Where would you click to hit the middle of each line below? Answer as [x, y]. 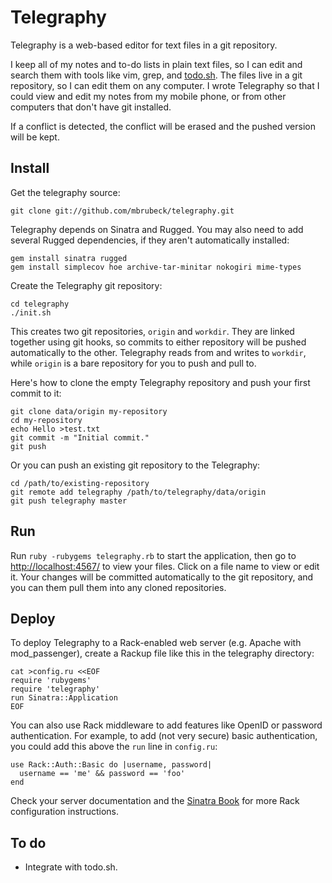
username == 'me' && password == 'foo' [102, 774]
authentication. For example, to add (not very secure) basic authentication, [164, 736]
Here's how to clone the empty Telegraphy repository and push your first [160, 382]
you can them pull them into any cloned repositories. [118, 587]
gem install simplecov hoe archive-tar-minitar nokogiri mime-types [156, 267]
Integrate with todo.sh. [71, 867]
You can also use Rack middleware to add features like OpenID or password [166, 725]
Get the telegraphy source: [65, 192]
